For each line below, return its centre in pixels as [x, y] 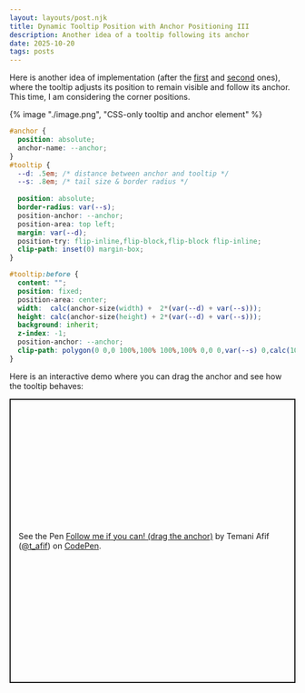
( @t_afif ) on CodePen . [60, 546]
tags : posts [32, 52]
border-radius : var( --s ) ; [67, 207]
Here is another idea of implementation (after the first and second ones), [145, 77]
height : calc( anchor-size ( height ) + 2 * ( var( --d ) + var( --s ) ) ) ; [140, 316]
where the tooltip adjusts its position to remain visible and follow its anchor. [150, 87]
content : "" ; [42, 283]
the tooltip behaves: [47, 386]
